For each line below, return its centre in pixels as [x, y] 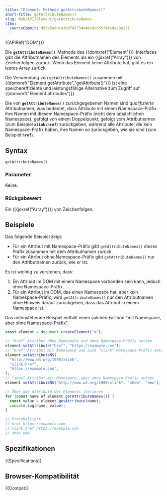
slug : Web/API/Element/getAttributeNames [49, 19]
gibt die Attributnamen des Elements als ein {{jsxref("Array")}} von [73, 57]
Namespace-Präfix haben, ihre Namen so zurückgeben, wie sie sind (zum [81, 129]
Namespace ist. [28, 308]
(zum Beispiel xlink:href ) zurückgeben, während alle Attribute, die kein [79, 124]
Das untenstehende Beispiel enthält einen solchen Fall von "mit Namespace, [83, 318]
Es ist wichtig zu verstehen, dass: [39, 272]
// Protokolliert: [24, 419]
